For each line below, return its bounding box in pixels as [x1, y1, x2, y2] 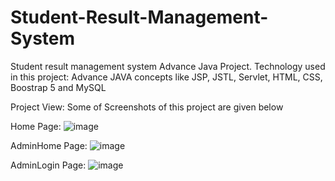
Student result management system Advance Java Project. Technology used [10, 60, 326, 72]
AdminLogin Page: [10, 159, 87, 171]
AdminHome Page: [10, 139, 88, 151]
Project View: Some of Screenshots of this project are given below [10, 101, 284, 113]
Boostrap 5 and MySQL [10, 81, 107, 93]
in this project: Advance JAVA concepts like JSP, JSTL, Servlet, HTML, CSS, [10, 71, 323, 83]
